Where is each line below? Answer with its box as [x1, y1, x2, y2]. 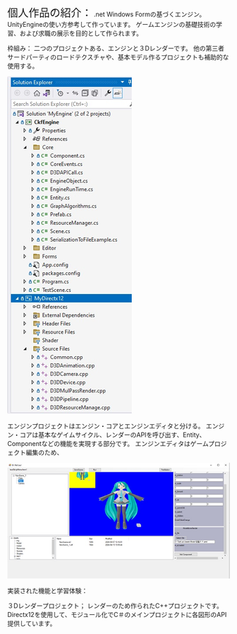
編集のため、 [25, 448, 63, 457]
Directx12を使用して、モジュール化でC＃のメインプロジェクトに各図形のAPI [7, 610, 227, 618]
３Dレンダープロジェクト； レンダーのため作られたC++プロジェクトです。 [7, 601, 224, 610]
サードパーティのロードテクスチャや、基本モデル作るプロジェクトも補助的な [7, 53, 229, 61]
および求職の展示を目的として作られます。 [19, 29, 143, 37]
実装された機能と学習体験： [7, 586, 88, 594]
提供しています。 [7, 619, 56, 628]
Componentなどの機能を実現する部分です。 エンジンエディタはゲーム [7, 440, 209, 447]
